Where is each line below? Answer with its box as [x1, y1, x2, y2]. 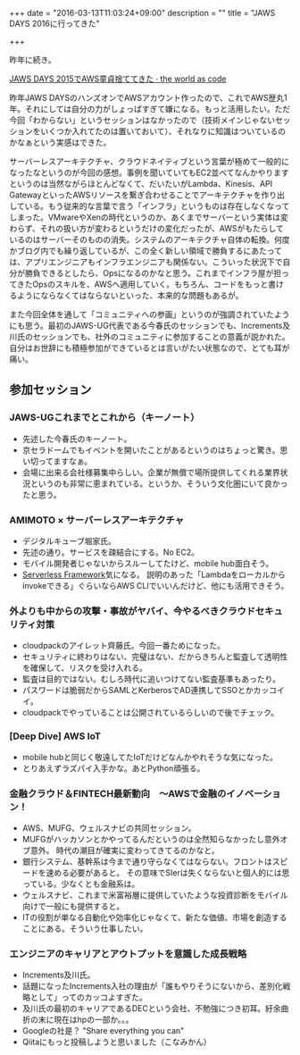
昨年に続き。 [9, 54, 56, 65]
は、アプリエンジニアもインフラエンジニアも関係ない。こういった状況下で [9, 256, 283, 267]
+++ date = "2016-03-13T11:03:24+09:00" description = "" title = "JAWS [9, 8, 276, 18]
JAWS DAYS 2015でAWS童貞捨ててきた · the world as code [9, 73, 227, 84]
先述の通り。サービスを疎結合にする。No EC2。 [21, 547, 199, 557]
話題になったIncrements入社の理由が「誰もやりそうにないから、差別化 [21, 981, 283, 992]
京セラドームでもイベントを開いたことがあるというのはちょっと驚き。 [21, 444, 280, 455]
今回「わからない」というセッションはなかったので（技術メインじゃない [9, 115, 275, 125]
